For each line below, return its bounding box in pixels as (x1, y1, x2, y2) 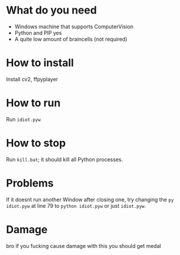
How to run (6, 97, 61, 110)
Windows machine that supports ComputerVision (14, 23, 134, 30)
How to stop (6, 137, 66, 150)
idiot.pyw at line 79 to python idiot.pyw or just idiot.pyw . (6, 202, 147, 209)
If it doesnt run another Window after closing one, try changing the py (6, 196, 174, 203)
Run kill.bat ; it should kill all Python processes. (6, 155, 123, 163)
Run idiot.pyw (6, 115, 41, 122)
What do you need (6, 4, 97, 17)
